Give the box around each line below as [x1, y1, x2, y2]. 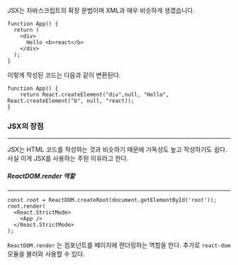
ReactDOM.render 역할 [7, 171, 76, 180]
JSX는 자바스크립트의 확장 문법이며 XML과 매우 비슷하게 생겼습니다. [7, 6, 195, 14]
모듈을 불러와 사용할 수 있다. [7, 250, 85, 259]
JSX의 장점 [7, 121, 44, 131]
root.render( [7, 203, 46, 210]
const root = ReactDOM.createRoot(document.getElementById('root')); [7, 197, 217, 204]
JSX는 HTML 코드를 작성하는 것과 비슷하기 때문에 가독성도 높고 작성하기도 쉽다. [7, 145, 228, 154]
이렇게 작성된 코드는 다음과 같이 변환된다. [7, 71, 121, 79]
